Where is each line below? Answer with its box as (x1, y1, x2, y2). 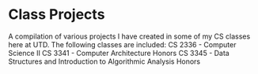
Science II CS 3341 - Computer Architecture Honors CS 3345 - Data (8, 48, 230, 57)
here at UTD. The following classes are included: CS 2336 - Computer (8, 39, 237, 49)
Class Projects (8, 6, 105, 24)
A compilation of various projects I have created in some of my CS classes (8, 31, 251, 41)
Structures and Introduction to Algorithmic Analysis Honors (8, 57, 201, 66)
